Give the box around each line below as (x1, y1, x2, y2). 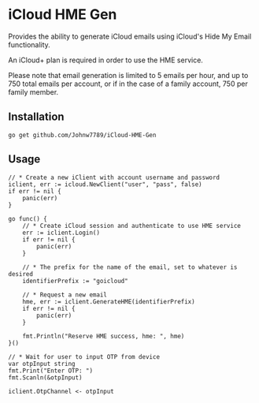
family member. (8, 87, 59, 96)
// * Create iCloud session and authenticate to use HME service (22, 222, 242, 229)
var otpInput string (8, 360, 76, 368)
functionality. (8, 39, 51, 49)
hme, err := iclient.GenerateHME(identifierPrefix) (22, 297, 195, 305)
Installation (8, 110, 65, 124)
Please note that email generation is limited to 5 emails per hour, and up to (8, 70, 249, 80)
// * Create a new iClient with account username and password (8, 174, 220, 181)
